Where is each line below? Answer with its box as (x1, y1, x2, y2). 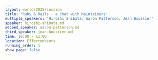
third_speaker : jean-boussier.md (5, 30, 73, 34)
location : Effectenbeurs (5, 39, 56, 44)
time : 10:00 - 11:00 (5, 34, 47, 39)
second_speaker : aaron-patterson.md (5, 25, 79, 30)
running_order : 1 (5, 43, 40, 48)
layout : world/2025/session (5, 7, 62, 12)
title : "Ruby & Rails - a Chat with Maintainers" (5, 12, 108, 16)
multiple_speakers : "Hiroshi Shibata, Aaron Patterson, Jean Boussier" (5, 16, 154, 21)
